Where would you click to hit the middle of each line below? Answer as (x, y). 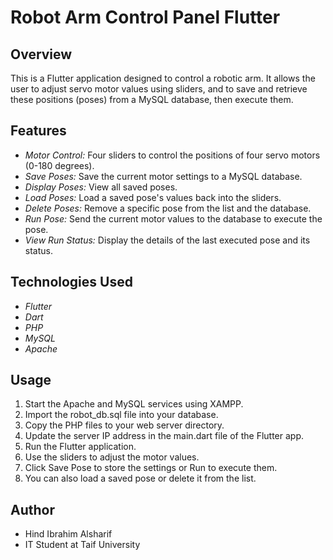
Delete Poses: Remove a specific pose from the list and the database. (168, 208)
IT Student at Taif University (82, 545)
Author (32, 509)
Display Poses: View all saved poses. (101, 187)
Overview (41, 54)
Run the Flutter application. (80, 447)
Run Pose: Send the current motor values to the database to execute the (173, 218)
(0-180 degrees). (59, 165)
